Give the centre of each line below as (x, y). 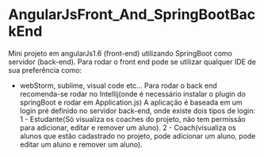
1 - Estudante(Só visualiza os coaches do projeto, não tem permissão (132, 119)
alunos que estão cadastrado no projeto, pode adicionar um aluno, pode (138, 135)
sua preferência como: (45, 70)
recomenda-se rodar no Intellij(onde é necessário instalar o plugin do (132, 93)
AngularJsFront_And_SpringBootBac (132, 15)
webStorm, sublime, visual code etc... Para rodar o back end (118, 86)
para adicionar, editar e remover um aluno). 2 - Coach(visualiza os (128, 127)
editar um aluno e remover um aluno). (81, 144)
